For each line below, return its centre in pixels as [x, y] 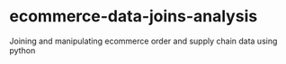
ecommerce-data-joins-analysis [134, 16]
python [22, 50]
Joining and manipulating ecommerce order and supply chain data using [143, 41]
